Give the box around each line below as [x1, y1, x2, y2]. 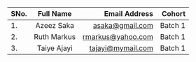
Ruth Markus [34, 32, 76, 41]
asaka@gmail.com [92, 21, 154, 30]
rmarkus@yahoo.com [82, 32, 154, 41]
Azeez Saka [35, 21, 75, 30]
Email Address [104, 9, 154, 18]
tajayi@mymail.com [89, 43, 154, 53]
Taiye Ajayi [36, 43, 73, 53]
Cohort [161, 9, 186, 18]
